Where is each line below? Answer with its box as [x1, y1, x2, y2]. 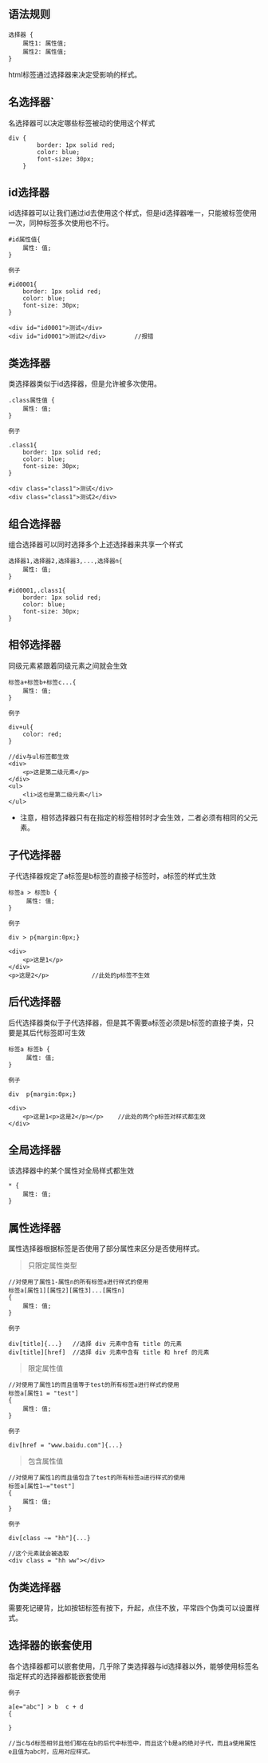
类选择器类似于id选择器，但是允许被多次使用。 [8, 379, 161, 389]
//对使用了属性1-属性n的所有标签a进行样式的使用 [8, 1278, 149, 1286]
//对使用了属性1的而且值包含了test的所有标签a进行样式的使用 [8, 1474, 186, 1482]
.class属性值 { [8, 396, 55, 405]
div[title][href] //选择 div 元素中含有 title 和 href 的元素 [8, 1348, 210, 1356]
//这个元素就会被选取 [8, 1550, 69, 1558]
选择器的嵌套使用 [8, 1638, 93, 1652]
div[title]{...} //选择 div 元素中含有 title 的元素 [8, 1340, 182, 1348]
